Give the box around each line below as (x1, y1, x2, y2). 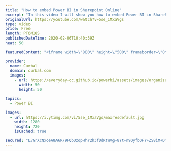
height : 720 (14, 124, 40, 129)
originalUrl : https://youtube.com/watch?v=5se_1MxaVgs (5, 17, 124, 22)
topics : (5, 96, 22, 101)
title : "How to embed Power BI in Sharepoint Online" (5, 7, 122, 13)
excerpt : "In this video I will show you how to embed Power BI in (5, 12, 152, 17)
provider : (5, 59, 26, 64)
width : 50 (18, 82, 40, 88)
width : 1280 (14, 120, 40, 125)
